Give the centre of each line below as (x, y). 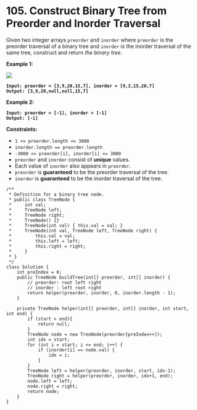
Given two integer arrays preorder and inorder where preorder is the (90, 40)
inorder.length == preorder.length (59, 147)
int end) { (20, 313)
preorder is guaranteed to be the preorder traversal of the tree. (92, 172)
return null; (54, 324)
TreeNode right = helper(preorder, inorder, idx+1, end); (100, 376)
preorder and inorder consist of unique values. (72, 159)
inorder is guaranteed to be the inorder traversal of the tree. (88, 178)
